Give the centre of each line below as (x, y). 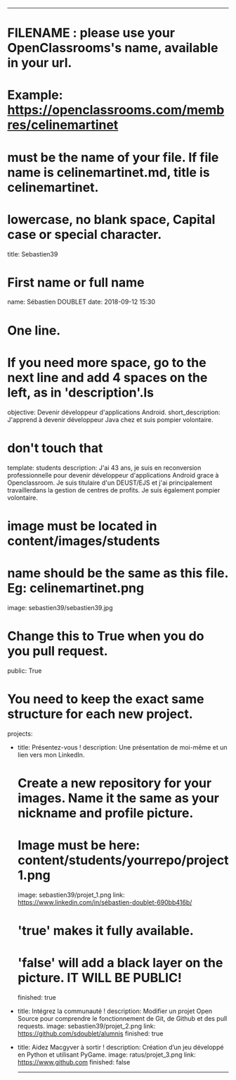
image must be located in (82, 526)
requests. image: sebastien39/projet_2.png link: (86, 1026)
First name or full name (76, 282)
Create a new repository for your (114, 783)
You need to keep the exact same (106, 699)
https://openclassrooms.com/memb (116, 110)
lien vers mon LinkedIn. (51, 755)
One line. (34, 330)
